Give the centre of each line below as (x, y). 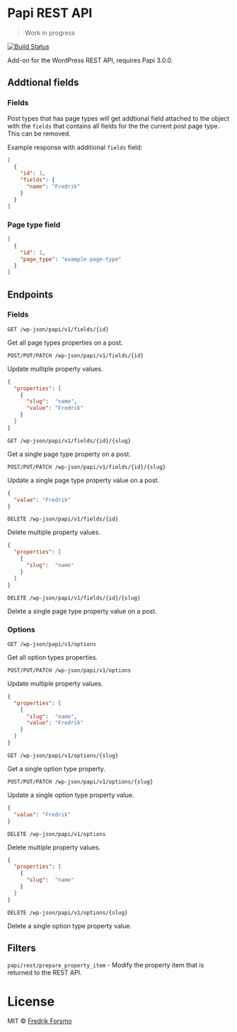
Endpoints (30, 294)
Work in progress (50, 33)
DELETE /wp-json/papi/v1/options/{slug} (68, 913)
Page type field (34, 224)
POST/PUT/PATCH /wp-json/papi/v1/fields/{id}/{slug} (87, 467)
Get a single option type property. (57, 768)
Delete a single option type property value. (70, 925)
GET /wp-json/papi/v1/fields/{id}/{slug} (69, 441)
